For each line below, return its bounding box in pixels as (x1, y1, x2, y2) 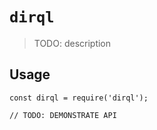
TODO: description (33, 37, 112, 49)
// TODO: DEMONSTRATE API (9, 110, 117, 120)
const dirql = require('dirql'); (9, 93, 149, 103)
